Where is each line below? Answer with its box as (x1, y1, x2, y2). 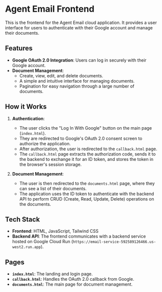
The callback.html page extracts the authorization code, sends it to (19, 151, 156, 157)
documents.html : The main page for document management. (12, 281, 133, 287)
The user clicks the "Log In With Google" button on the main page (19, 125, 152, 131)
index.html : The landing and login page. (12, 271, 93, 277)
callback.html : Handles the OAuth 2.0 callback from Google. (12, 276, 134, 282)
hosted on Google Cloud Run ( (12, 239, 73, 245)
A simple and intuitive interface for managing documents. (19, 78, 135, 84)
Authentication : (12, 115, 45, 121)
